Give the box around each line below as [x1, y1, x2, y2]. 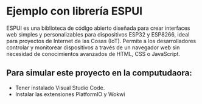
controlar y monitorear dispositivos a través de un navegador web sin [6, 44, 180, 51]
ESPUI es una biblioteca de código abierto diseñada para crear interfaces [6, 24, 190, 32]
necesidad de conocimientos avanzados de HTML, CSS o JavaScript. [6, 50, 181, 57]
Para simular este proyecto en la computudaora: [6, 68, 193, 78]
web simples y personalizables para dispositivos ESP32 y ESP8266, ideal [6, 30, 190, 38]
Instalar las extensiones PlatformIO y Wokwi [15, 90, 125, 98]
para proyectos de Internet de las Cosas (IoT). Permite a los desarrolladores [6, 37, 197, 44]
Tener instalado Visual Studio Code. [15, 84, 105, 91]
